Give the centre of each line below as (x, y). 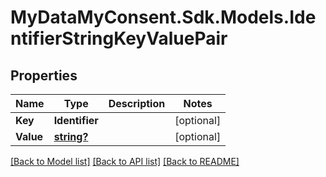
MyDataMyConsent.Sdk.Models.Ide (163, 17)
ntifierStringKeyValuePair (119, 38)
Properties (44, 75)
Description (137, 103)
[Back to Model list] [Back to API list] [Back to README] (125, 161)
